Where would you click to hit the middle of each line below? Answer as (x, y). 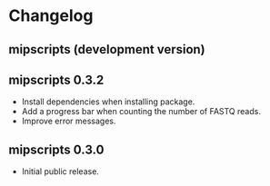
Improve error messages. (69, 121)
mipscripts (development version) (107, 49)
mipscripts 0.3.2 (56, 79)
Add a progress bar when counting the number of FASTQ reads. (141, 112)
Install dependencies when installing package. (108, 102)
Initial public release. (60, 171)
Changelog (51, 16)
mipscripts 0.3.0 (56, 149)
